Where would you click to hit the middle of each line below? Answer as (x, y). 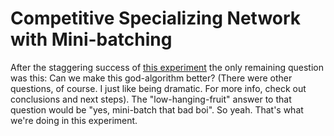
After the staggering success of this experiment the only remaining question (167, 67)
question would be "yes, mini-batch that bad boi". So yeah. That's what (157, 109)
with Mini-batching (91, 39)
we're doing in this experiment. (74, 120)
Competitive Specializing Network (156, 18)
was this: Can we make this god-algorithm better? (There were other (151, 78)
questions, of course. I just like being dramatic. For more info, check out (158, 88)
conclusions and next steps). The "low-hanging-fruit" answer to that (151, 99)
